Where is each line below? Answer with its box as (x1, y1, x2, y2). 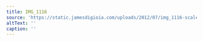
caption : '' (6, 25, 36, 32)
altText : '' (6, 20, 36, 26)
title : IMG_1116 (6, 8, 47, 15)
